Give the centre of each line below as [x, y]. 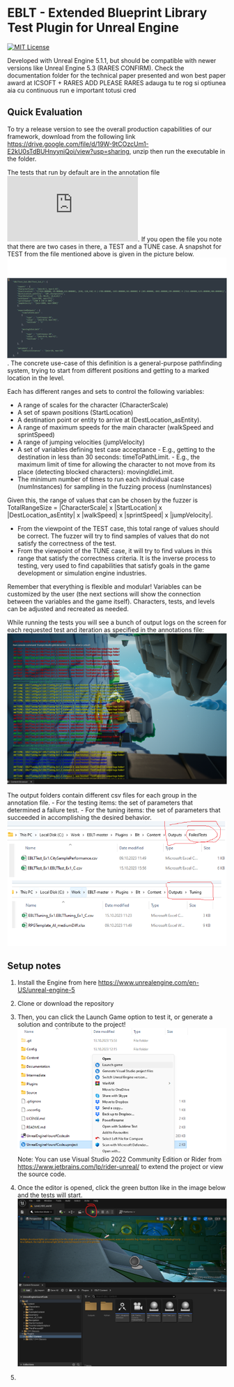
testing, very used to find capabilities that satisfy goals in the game [114, 566]
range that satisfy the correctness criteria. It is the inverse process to [116, 558]
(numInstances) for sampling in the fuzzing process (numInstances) [115, 487]
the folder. [22, 159]
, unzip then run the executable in [177, 151]
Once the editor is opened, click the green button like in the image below [122, 1187]
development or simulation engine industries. [82, 573]
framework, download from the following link [71, 136]
